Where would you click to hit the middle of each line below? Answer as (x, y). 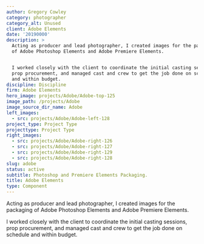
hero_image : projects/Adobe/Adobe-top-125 (61, 96)
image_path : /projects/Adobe (43, 102)
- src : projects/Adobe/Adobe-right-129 (62, 152)
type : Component (27, 186)
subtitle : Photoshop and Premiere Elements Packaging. (77, 175)
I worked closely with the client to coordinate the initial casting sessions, (97, 222)
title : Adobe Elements (35, 181)
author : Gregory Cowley (36, 12)
